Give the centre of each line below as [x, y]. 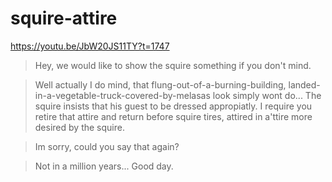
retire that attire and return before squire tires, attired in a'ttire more [173, 116]
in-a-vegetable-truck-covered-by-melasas [122, 95]
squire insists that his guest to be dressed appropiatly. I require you [173, 106]
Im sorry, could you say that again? [107, 146]
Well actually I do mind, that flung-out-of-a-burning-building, [160, 84]
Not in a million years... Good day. [104, 166]
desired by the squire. [79, 127]
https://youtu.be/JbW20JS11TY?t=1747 [90, 46]
